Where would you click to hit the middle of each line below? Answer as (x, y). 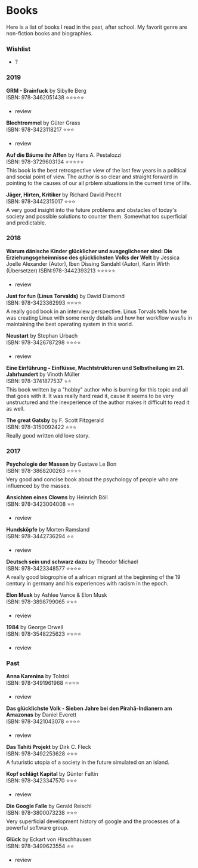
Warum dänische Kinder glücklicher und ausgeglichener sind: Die (89, 251)
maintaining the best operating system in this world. (70, 324)
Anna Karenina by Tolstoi (38, 676)
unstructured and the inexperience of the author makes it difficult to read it (98, 402)
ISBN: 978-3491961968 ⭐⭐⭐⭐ (43, 683)
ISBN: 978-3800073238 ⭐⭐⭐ (42, 813)
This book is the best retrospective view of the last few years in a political (96, 170)
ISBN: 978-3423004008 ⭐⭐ (41, 504)
